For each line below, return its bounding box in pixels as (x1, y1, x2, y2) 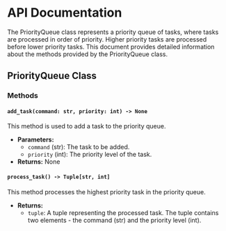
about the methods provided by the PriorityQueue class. (7, 50, 168, 58)
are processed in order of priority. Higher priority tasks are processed (7, 35, 207, 43)
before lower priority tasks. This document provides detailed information (7, 42, 215, 51)
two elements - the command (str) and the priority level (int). (27, 216, 202, 224)
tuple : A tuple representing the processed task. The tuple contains (27, 208, 219, 216)
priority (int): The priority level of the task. (27, 151, 152, 159)
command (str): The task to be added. (27, 143, 130, 151)
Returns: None (17, 157, 60, 166)
